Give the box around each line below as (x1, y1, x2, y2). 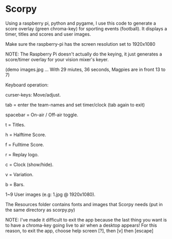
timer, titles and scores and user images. (5, 31, 91, 37)
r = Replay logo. (5, 151, 39, 157)
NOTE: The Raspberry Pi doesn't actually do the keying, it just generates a (5, 51, 162, 57)
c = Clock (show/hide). (5, 161, 54, 168)
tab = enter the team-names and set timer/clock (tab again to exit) (5, 101, 145, 108)
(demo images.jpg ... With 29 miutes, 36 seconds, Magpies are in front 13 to (5, 66, 166, 72)
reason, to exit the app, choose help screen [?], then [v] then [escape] (5, 227, 154, 234)
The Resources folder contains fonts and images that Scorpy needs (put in (5, 201, 163, 207)
